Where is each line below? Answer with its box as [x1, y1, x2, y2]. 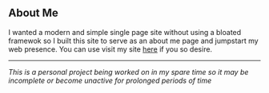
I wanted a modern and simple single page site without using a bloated [8, 27, 242, 37]
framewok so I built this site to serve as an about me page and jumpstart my [8, 36, 259, 45]
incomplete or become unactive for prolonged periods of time [8, 76, 212, 85]
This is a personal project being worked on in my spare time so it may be [8, 67, 249, 76]
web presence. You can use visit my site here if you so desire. [8, 44, 213, 54]
